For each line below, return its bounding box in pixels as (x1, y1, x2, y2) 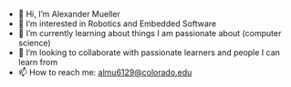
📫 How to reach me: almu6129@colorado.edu (17, 67, 192, 77)
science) (17, 37, 52, 48)
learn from (17, 57, 57, 67)
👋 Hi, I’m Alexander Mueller (17, 9, 120, 19)
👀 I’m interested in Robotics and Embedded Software (17, 18, 217, 29)
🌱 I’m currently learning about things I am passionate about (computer (17, 28, 282, 38)
